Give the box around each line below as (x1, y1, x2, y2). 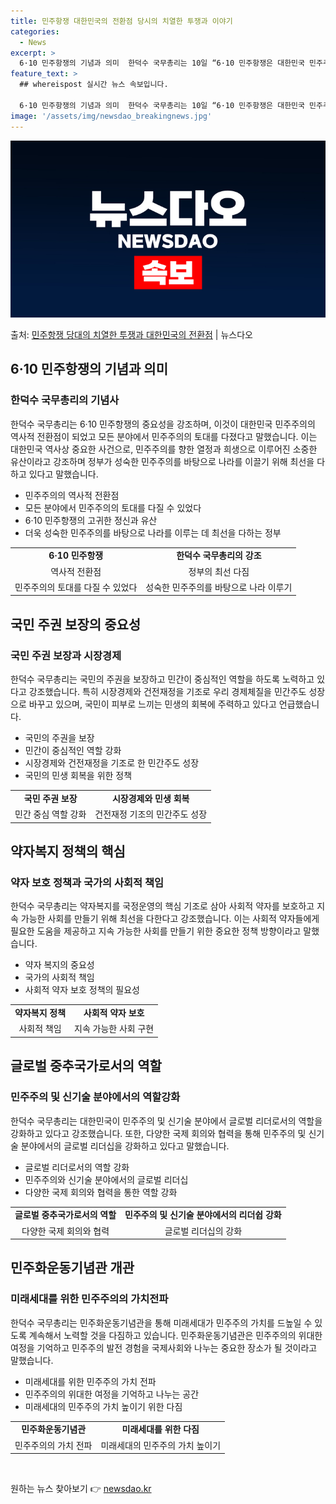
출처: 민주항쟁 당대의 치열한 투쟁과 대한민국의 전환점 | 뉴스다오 (10, 329, 253, 340)
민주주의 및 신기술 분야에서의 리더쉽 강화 (124, 1209, 282, 1221)
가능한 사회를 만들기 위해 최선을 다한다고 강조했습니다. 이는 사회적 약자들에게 (20, 913, 320, 925)
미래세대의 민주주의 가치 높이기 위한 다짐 (24, 1400, 183, 1412)
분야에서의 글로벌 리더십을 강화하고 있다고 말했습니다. (20, 1140, 230, 1152)
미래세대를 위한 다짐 (121, 1423, 200, 1435)
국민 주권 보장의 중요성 (10, 616, 142, 633)
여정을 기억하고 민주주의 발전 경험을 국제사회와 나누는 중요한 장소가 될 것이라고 (10, 1341, 318, 1354)
